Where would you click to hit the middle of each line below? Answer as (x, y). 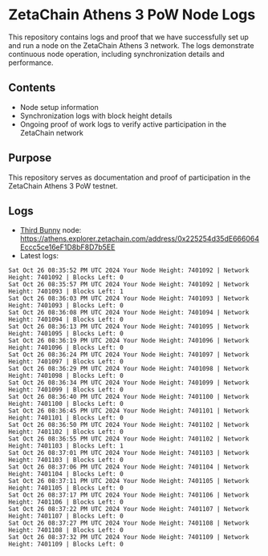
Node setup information (59, 107)
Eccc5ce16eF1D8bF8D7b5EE (67, 247)
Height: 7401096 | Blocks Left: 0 (66, 348)
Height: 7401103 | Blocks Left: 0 (66, 460)
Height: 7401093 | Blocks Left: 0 (66, 306)
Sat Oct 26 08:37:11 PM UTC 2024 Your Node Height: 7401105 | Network (129, 481)
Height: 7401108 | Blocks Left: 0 (66, 530)
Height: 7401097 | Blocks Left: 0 (66, 362)
